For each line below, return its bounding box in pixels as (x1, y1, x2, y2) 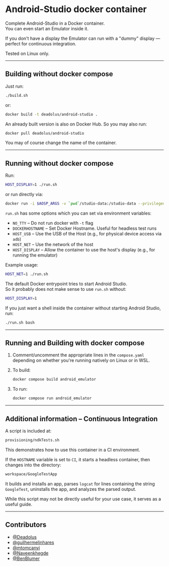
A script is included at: (5, 427, 52, 434)
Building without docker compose (5, 70, 113, 79)
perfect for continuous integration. (5, 40, 76, 46)
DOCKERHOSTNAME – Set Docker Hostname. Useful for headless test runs (12, 225, 157, 231)
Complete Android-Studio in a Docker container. (5, 20, 105, 26)
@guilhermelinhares (12, 539, 54, 545)
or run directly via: (5, 192, 43, 198)
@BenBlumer (12, 555, 40, 561)
